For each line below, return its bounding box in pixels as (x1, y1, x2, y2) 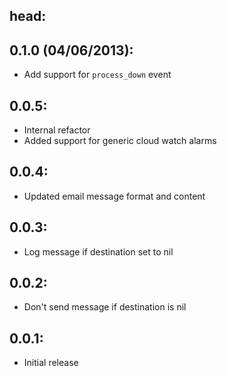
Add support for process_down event (23, 69, 172, 81)
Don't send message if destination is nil (23, 301, 187, 313)
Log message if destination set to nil (23, 245, 174, 258)
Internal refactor (23, 124, 91, 136)
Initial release (23, 357, 79, 369)
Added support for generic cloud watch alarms (23, 135, 217, 147)
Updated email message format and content (23, 190, 206, 202)
